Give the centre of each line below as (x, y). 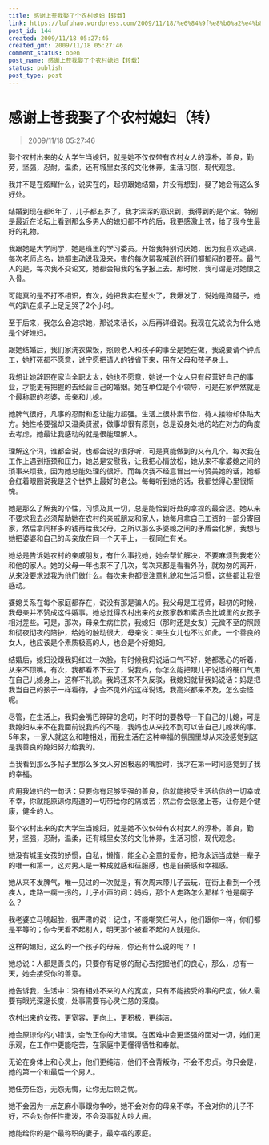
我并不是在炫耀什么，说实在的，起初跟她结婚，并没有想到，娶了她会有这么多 (134, 184)
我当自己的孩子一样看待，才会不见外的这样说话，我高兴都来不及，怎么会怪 (131, 689)
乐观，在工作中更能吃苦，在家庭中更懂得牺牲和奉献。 (96, 1045)
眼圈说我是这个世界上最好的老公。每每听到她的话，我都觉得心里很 (138, 481)
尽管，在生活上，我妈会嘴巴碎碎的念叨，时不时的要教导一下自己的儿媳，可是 (134, 717)
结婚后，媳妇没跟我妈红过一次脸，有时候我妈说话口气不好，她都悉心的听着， (134, 660)
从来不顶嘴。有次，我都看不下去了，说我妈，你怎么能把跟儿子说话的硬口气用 (134, 669)
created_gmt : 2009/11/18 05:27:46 (66, 46)
